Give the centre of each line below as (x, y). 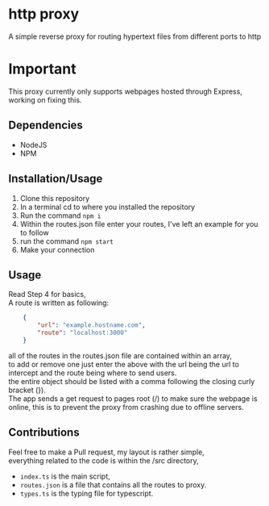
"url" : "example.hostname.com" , (92, 325)
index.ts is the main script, (65, 476)
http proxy (43, 14)
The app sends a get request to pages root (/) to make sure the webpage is (133, 398)
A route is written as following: (59, 303)
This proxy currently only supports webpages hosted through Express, (126, 91)
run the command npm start (67, 241)
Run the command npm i (60, 215)
